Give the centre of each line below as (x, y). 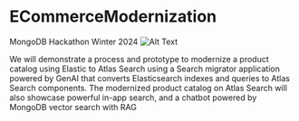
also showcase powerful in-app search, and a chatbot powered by (133, 98)
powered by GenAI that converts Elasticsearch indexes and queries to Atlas (149, 78)
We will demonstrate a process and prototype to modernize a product (139, 59)
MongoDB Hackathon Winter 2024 (74, 42)
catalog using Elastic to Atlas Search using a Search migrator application (145, 69)
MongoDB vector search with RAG (73, 107)
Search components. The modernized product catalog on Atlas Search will (149, 88)
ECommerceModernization (113, 17)
